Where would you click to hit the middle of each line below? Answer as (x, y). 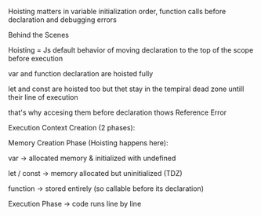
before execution (36, 59)
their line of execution (43, 97)
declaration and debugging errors (63, 20)
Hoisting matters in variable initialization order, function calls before (117, 11)
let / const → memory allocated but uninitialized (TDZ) (95, 173)
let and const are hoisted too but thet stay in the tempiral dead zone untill (126, 89)
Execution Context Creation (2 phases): (72, 128)
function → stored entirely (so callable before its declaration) (106, 189)
